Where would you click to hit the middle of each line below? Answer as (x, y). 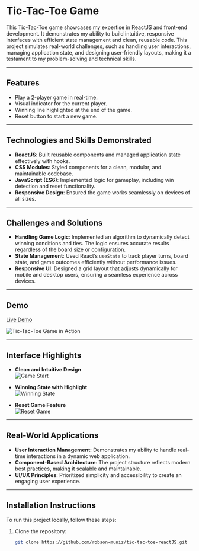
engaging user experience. (48, 481)
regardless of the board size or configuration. (70, 249)
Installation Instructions (51, 506)
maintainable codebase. (44, 174)
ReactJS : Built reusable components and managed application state (97, 155)
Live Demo (19, 320)
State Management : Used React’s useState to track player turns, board (101, 256)
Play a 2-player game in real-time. (56, 97)
